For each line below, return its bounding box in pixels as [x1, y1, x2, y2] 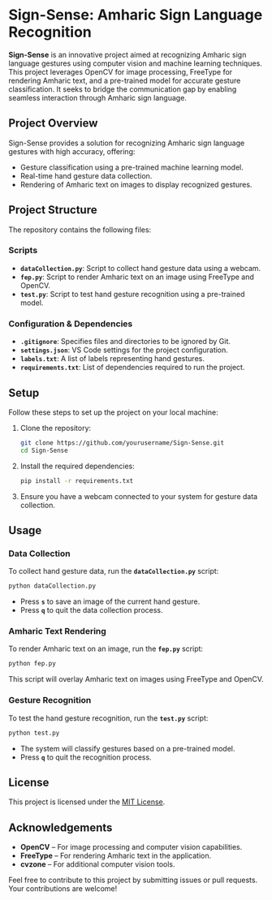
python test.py [8, 729, 60, 737]
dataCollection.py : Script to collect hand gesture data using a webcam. [19, 263, 261, 273]
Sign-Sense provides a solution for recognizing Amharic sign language [8, 138, 245, 148]
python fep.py [8, 660, 57, 668]
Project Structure [8, 203, 97, 217]
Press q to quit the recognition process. [19, 752, 152, 762]
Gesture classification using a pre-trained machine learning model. [19, 162, 244, 172]
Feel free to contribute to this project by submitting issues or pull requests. [8, 875, 258, 885]
